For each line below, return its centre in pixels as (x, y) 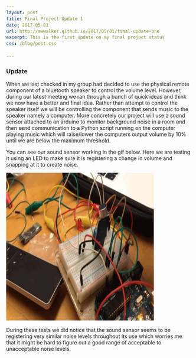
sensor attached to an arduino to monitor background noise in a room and (96, 122)
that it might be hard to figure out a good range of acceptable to (84, 343)
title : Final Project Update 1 (45, 19)
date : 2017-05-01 (27, 25)
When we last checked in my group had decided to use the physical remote (98, 84)
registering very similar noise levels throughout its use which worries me (94, 336)
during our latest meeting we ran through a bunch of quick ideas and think (97, 97)
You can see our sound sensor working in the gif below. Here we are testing (98, 152)
